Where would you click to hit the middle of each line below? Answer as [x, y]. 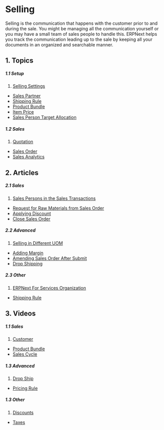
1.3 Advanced [20, 366]
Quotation [23, 142]
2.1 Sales [15, 186]
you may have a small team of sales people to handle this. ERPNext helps [81, 34]
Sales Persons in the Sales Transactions [54, 198]
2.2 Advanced [20, 230]
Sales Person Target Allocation [44, 118]
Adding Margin [28, 253]
